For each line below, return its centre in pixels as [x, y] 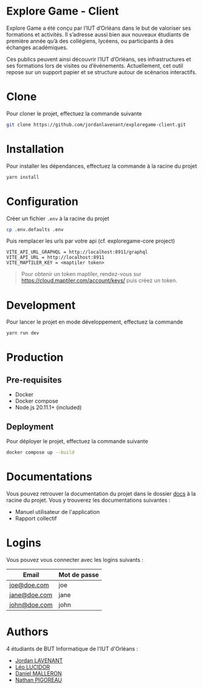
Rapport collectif [36, 518]
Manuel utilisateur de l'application [57, 511]
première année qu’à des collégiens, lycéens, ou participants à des [90, 41]
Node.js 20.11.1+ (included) [48, 407]
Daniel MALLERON [38, 673]
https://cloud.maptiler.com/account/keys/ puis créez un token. [99, 280]
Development [41, 305]
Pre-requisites [34, 380]
